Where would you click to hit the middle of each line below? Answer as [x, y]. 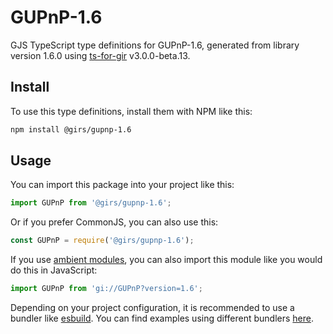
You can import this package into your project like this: [122, 185]
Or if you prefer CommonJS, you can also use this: [114, 222]
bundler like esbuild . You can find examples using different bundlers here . [162, 318]
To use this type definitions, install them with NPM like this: [131, 111]
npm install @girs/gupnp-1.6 [71, 129]
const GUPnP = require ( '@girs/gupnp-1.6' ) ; [102, 241]
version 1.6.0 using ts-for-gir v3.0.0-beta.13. [100, 55]
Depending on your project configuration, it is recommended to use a [152, 308]
